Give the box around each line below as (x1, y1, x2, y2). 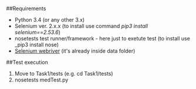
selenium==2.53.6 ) (14, 29, 60, 36)
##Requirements (6, 5, 46, 12)
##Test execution (6, 59, 48, 66)
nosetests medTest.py (14, 76, 69, 83)
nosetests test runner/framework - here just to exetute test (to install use (14, 35, 191, 42)
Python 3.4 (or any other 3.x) (14, 16, 85, 23)
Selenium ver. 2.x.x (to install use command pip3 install (14, 23, 148, 29)
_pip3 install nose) (14, 41, 59, 48)
